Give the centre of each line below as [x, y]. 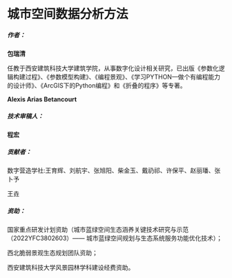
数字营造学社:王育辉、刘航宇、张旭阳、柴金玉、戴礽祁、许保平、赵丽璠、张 [114, 170]
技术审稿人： [25, 116]
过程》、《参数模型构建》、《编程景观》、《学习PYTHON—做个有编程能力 [123, 77]
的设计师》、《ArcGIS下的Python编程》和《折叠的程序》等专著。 [97, 86]
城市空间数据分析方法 [68, 14]
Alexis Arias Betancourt [42, 99]
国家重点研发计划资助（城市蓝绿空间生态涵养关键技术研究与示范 [98, 230]
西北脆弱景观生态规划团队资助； [52, 253]
